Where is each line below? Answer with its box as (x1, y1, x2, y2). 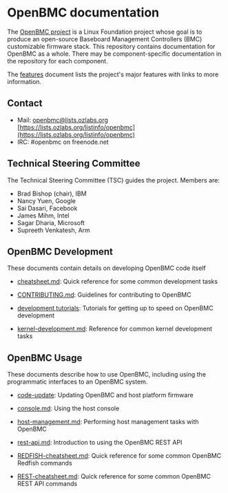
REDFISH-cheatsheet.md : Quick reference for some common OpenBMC (17, 452, 222, 460)
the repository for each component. (7, 56, 108, 65)
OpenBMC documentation (7, 5, 160, 21)
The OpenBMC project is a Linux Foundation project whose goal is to (7, 28, 203, 36)
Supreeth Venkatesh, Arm (17, 226, 91, 234)
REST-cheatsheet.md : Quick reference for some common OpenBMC (17, 472, 211, 481)
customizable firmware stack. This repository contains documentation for (7, 42, 216, 50)
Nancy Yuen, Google (17, 196, 76, 204)
